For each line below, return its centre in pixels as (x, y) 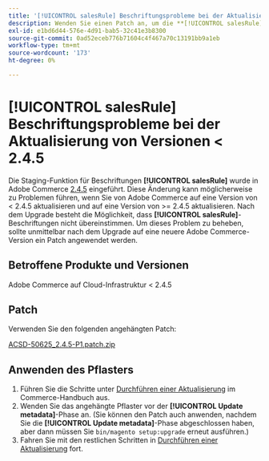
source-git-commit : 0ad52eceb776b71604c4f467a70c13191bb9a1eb (114, 38)
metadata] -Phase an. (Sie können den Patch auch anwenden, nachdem (139, 414)
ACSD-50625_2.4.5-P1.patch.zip (62, 345)
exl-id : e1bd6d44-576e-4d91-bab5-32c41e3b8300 (87, 30)
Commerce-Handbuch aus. (65, 398)
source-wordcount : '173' (50, 53)
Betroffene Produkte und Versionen (99, 265)
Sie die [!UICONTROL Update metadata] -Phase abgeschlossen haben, (137, 423)
